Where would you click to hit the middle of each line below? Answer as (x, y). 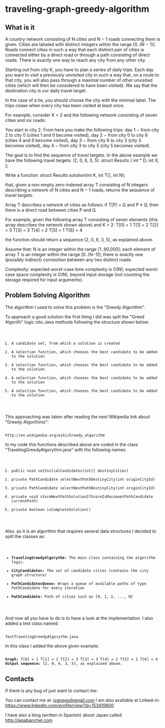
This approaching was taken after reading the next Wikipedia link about (78, 417)
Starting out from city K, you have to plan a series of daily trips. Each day (79, 70)
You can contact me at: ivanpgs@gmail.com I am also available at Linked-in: (82, 700)
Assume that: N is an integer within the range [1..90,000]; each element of (80, 249)
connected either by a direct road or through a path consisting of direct (78, 55)
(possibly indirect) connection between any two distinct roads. (69, 260)
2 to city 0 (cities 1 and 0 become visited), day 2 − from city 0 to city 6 (77, 135)
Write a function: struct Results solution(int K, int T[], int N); (65, 175)
